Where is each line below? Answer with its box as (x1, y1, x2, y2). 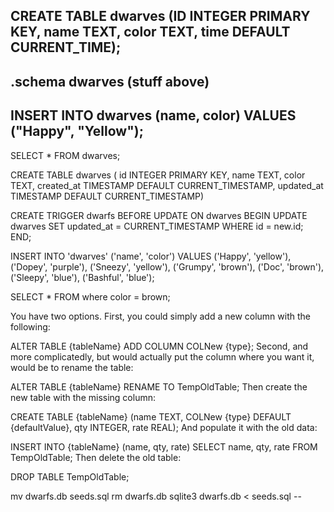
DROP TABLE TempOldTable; (10, 470, 130, 483)
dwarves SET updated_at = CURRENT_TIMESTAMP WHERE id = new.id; (10, 220, 304, 232)
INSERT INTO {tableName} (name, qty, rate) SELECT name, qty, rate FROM (10, 440, 318, 453)
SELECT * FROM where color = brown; (10, 290, 171, 303)
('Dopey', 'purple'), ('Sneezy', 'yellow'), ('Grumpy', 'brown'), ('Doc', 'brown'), (10, 260, 325, 273)
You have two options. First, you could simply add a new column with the (10, 310, 311, 322)
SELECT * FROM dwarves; (10, 149, 121, 161)
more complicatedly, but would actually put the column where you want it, (10, 350, 315, 363)
